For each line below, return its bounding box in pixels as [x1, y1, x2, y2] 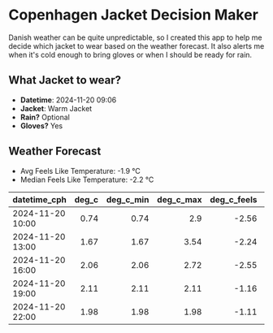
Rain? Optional [19, 112, 71, 122]
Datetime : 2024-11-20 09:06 [19, 95, 117, 105]
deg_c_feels [210, 193, 258, 205]
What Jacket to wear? [8, 73, 122, 87]
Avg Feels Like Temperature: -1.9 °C [19, 166, 141, 175]
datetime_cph [12, 193, 67, 205]
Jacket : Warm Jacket [19, 103, 93, 113]
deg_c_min [106, 193, 149, 205]
